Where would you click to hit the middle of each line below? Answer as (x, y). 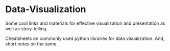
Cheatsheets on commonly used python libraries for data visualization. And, (85, 38)
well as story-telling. (27, 28)
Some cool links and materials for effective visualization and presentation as (85, 23)
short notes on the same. (31, 43)
